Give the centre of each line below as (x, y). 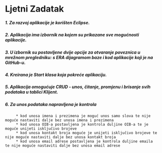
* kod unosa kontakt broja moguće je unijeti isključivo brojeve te (87, 133)
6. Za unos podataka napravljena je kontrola (51, 104)
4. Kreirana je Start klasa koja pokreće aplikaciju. (56, 75)
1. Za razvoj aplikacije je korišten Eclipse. (47, 22)
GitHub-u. (15, 62)
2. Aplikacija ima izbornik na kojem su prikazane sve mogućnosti (72, 35)
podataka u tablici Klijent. (32, 92)
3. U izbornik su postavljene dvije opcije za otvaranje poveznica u (73, 52)
